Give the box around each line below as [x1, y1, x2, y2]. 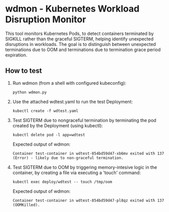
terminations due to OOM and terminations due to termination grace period [5, 46, 161, 52]
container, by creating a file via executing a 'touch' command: [12, 170, 141, 176]
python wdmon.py [12, 89, 47, 95]
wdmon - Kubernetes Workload [5, 3, 140, 15]
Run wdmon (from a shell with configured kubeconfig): [12, 80, 127, 86]
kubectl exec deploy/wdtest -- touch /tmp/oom [12, 179, 112, 184]
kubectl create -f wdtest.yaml [12, 108, 79, 114]
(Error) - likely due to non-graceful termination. [12, 155, 124, 161]
